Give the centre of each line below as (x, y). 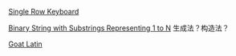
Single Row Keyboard (44, 12)
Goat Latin (25, 44)
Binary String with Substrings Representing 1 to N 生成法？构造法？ (119, 28)
